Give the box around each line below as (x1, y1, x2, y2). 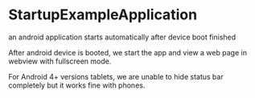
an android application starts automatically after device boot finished (8, 32, 236, 42)
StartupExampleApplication (8, 6, 198, 24)
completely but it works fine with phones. (8, 80, 146, 90)
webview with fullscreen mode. (8, 56, 112, 66)
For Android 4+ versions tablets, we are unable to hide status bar (8, 71, 224, 81)
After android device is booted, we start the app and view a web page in (8, 47, 248, 57)
